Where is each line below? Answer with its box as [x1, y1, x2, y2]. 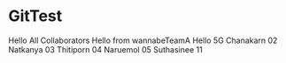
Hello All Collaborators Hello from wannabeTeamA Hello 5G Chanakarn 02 [8, 35, 278, 45]
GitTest [8, 6, 63, 26]
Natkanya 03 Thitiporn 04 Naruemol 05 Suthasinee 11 [8, 44, 203, 54]
